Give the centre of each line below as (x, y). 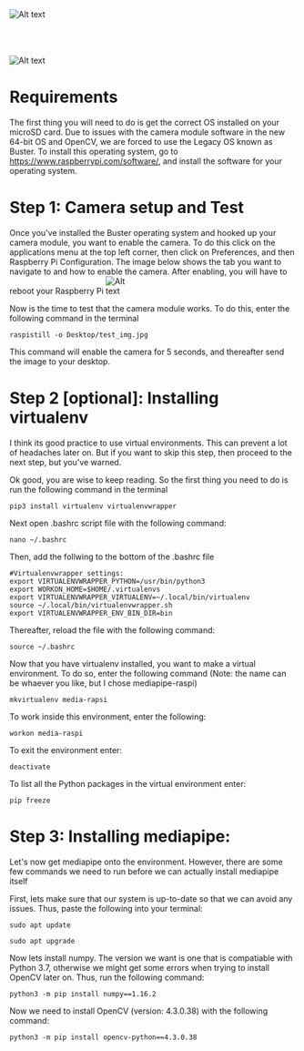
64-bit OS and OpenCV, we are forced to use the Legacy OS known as (141, 141)
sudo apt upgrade (42, 941)
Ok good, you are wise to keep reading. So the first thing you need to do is (149, 480)
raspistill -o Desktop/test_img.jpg (79, 335)
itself (19, 881)
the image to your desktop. (60, 361)
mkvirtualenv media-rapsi (58, 699)
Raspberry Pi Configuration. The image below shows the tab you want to (146, 261)
